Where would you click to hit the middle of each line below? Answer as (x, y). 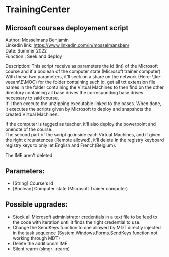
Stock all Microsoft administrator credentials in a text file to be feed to (85, 217)
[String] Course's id (33, 183)
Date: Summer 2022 (26, 51)
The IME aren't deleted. (30, 155)
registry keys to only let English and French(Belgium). (61, 145)
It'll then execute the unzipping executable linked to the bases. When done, (83, 104)
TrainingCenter (38, 9)
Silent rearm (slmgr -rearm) (41, 249)
